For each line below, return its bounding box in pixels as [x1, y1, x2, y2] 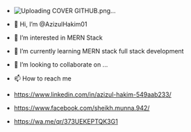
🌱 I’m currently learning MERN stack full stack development [13, 47, 184, 55]
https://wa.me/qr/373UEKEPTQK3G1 [13, 117, 118, 125]
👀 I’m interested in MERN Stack [13, 33, 103, 42]
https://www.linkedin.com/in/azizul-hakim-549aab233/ [13, 90, 172, 99]
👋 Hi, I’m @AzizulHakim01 [13, 20, 88, 28]
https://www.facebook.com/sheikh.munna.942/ [13, 104, 150, 112]
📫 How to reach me [13, 74, 72, 83]
